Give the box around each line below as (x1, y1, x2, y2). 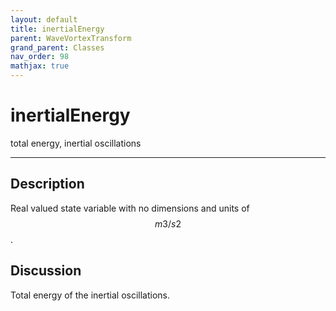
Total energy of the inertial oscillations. (10, 289, 171, 301)
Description (10, 176, 85, 193)
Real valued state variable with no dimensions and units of (10, 202, 250, 214)
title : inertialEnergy (10, 24, 105, 34)
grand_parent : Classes (10, 42, 105, 53)
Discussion (10, 262, 82, 280)
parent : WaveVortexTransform (10, 33, 132, 43)
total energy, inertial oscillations (10, 137, 142, 149)
